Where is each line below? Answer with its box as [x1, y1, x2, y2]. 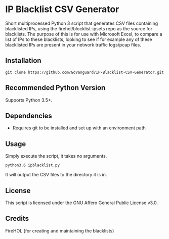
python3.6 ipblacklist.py [5, 163, 60, 168]
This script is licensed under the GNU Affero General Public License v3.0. [5, 200, 158, 206]
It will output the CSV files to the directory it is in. [5, 172, 107, 178]
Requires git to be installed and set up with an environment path [12, 125, 146, 131]
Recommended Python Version [5, 83, 106, 92]
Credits [5, 214, 29, 223]
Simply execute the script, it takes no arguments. [5, 153, 107, 159]
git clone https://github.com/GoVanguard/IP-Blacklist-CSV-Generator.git [5, 70, 164, 75]
